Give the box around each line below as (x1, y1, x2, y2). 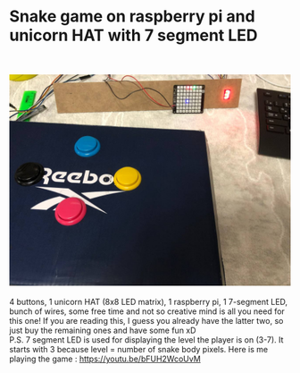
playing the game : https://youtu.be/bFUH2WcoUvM (9, 353, 201, 364)
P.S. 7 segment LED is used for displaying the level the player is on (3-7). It (9, 334, 284, 345)
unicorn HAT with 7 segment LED (9, 25, 258, 46)
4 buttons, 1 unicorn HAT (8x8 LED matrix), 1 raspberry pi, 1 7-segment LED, (9, 296, 288, 307)
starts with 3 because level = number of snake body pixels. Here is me (9, 343, 269, 354)
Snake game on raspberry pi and (9, 6, 256, 27)
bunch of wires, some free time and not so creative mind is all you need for (9, 306, 286, 317)
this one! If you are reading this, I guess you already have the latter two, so (9, 315, 284, 326)
